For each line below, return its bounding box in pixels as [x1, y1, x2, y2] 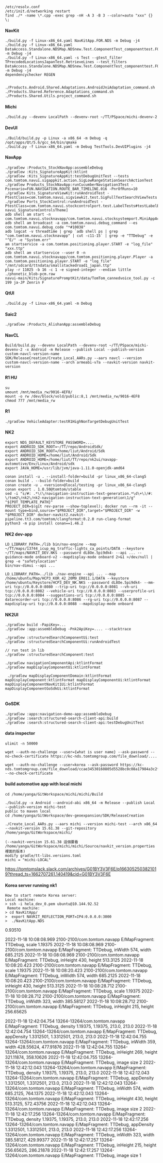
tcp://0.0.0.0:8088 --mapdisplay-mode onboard [37, 602, 133, 607]
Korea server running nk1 [5, 882, 57, 888]
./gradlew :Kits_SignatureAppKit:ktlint [5, 169, 88, 174]
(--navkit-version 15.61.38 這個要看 [5, 840, 79, 845]
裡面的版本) [5, 849, 26, 854]
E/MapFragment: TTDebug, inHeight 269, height [61, 1049, 158, 1055]
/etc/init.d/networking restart [5, 9, 70, 14]
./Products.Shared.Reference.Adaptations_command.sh [5, 89, 114, 94]
